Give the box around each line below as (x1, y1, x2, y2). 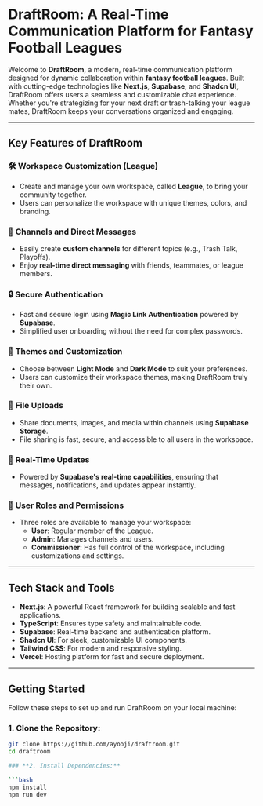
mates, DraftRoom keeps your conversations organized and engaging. (8, 106, 234, 115)
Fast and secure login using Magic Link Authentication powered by (19, 310, 239, 319)
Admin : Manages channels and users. (31, 534, 154, 544)
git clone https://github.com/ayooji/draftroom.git (8, 740, 180, 749)
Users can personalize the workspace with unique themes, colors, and (19, 198, 247, 207)
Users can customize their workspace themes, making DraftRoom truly (19, 372, 248, 381)
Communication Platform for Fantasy (8, 22, 254, 40)
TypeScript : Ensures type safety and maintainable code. (19, 618, 202, 629)
